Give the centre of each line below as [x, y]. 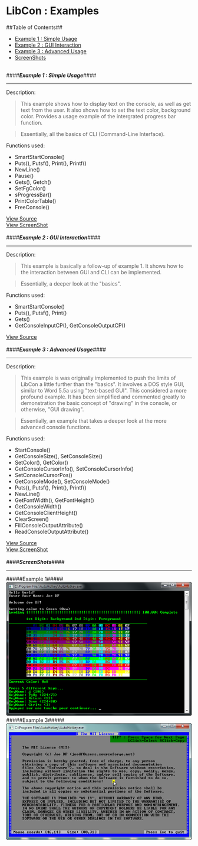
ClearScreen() [32, 519]
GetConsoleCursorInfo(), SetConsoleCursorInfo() [74, 469]
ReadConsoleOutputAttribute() [52, 531]
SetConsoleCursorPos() [43, 475]
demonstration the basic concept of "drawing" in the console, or [99, 403]
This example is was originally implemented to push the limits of [98, 378]
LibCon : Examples [52, 11]
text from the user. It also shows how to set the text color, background [105, 110]
